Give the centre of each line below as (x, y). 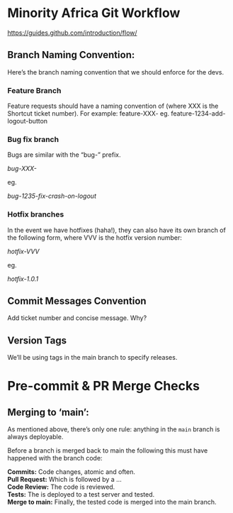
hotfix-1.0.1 (23, 279)
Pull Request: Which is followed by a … (64, 480)
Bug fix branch (33, 139)
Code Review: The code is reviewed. (61, 487)
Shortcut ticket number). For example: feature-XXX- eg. (89, 114)
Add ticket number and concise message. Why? (77, 318)
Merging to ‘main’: (49, 412)
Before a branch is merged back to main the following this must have (108, 451)
